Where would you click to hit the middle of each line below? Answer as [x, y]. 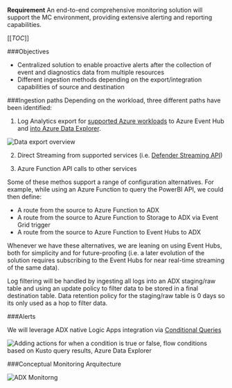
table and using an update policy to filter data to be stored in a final [103, 288]
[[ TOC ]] [18, 38]
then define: [25, 197]
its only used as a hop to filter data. [57, 303]
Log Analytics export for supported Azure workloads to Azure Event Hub [121, 121]
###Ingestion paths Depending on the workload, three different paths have [114, 100]
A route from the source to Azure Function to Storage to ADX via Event [118, 218]
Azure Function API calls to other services [77, 168]
